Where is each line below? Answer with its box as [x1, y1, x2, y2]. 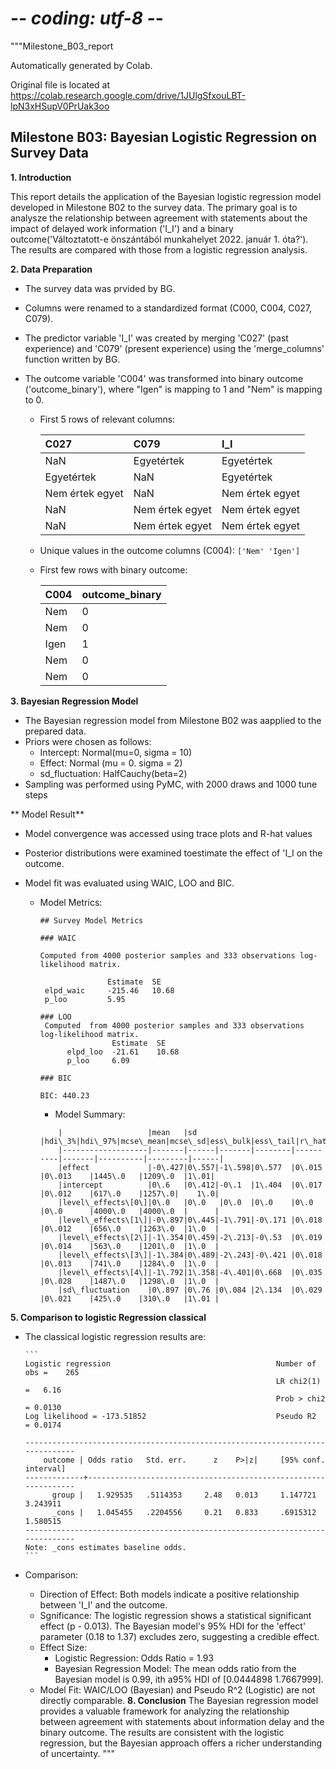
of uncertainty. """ [39, 1747, 116, 1759]
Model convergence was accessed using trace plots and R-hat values [24, 827, 313, 839]
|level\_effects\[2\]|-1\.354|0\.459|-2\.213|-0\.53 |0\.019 [58, 1232, 323, 1242]
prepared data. [24, 725, 87, 737]
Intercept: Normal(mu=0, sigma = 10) [39, 746, 193, 758]
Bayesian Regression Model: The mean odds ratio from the [54, 1662, 297, 1674]
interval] [24, 1463, 67, 1474]
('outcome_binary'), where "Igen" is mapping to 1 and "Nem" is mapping [24, 383, 323, 395]
